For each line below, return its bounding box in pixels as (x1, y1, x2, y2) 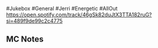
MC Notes (6, 35, 44, 44)
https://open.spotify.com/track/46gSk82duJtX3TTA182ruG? (6, 11, 152, 18)
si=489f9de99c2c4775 (6, 18, 63, 24)
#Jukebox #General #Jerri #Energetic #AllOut (6, 5, 118, 12)
